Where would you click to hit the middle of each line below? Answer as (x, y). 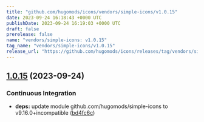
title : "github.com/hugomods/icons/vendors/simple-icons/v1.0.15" (92, 12)
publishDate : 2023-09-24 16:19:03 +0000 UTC (63, 23)
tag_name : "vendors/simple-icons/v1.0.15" (61, 46)
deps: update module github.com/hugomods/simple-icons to (91, 106)
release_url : (23, 52)
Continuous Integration (41, 93)
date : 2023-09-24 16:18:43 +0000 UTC (54, 18)
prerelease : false (29, 35)
